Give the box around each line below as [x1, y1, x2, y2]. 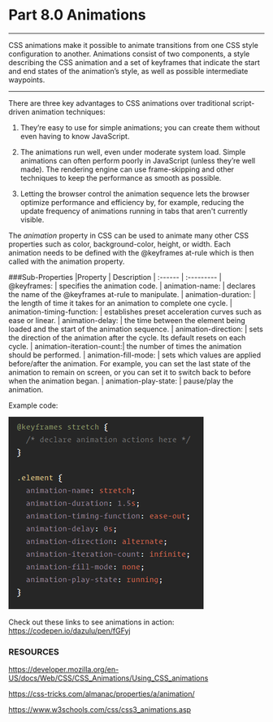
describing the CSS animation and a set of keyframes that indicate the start [8, 57, 260, 67]
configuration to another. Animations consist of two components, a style [8, 49, 250, 59]
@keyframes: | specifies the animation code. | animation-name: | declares [8, 281, 256, 291]
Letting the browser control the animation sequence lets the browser [19, 189, 250, 199]
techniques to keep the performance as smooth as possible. [19, 173, 222, 182]
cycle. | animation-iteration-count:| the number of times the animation [8, 341, 242, 351]
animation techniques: [31, 107, 106, 116]
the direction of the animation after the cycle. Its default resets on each [8, 332, 246, 343]
